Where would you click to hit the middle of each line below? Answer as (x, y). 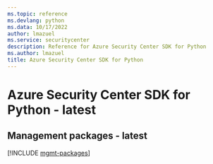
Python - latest (52, 110)
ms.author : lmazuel (36, 54)
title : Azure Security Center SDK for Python (75, 60)
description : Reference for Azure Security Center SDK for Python (107, 47)
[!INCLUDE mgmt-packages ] (49, 153)
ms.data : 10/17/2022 (38, 27)
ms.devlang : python (36, 20)
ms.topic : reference (38, 14)
